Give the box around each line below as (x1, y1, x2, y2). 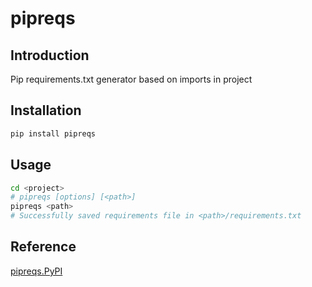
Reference (10, 238, 77, 256)
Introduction (10, 47, 90, 64)
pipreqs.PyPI (10, 265, 63, 277)
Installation (10, 102, 82, 119)
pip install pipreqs (10, 128, 97, 139)
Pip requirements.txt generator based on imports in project (10, 73, 253, 85)
